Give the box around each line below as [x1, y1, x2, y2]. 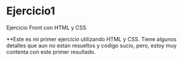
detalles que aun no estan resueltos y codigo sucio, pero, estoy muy [6, 42, 177, 49]
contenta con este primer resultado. [6, 48, 96, 55]
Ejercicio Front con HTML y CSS [6, 24, 87, 31]
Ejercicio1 [6, 4, 56, 18]
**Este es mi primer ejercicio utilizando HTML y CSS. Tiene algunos [6, 35, 177, 42]
